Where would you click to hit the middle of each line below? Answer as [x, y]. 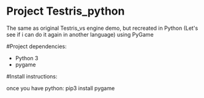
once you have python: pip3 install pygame [61, 88]
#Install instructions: [32, 76]
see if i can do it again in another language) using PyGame [80, 34]
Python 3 [27, 58]
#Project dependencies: [37, 46]
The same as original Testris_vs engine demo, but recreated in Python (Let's [102, 28]
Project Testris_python [66, 11]
